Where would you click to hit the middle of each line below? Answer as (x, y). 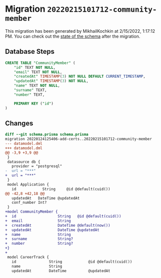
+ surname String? (39, 239)
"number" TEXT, (29, 95)
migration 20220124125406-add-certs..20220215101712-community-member (79, 139)
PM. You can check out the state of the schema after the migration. (73, 36)
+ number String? (39, 244)
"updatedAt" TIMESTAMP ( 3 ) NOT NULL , (51, 81)
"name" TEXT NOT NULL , (37, 86)
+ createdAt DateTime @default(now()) (58, 225)
